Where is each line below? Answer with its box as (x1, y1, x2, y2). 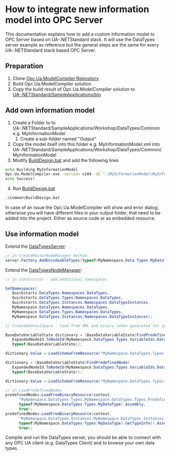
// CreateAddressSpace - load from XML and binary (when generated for (5, 323, 159, 328)
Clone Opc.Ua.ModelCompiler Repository (12, 75, 99, 81)
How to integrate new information (5, 4, 149, 15)
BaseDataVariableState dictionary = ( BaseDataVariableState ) (5, 333, 137, 338)
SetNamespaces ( (5, 286, 37, 291)
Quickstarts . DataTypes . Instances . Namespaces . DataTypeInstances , (12, 300, 151, 305)
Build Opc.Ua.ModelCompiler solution (12, 80, 92, 87)
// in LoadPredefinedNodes (5, 388, 62, 393)
